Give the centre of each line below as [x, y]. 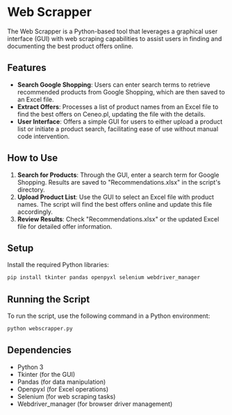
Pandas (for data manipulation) [61, 382]
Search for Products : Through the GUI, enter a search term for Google [118, 175]
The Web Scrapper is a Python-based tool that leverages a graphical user [113, 31]
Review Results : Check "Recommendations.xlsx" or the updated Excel [118, 219]
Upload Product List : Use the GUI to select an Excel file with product [115, 197]
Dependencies [39, 350]
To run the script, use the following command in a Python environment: [109, 316]
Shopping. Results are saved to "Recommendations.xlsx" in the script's [119, 182]
